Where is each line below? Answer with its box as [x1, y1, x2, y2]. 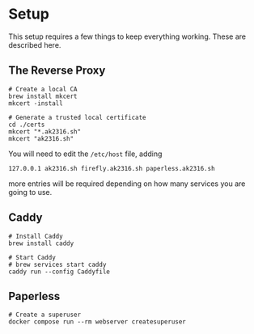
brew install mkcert [8, 92, 78, 100]
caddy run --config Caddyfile [8, 268, 111, 276]
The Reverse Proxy [8, 64, 106, 78]
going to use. [8, 187, 53, 197]
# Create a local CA [8, 85, 78, 93]
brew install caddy [8, 239, 74, 247]
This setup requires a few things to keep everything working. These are [8, 32, 247, 41]
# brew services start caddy [8, 260, 107, 268]
